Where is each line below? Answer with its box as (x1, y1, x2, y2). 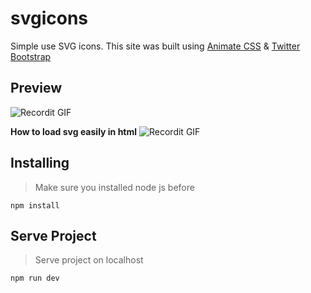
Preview (10, 80, 63, 97)
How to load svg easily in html (10, 125, 138, 137)
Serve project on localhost (34, 254, 144, 266)
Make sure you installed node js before (34, 181, 195, 193)
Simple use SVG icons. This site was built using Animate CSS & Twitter (10, 40, 301, 52)
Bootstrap (10, 50, 52, 62)
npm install (10, 200, 60, 211)
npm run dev (10, 273, 60, 284)
